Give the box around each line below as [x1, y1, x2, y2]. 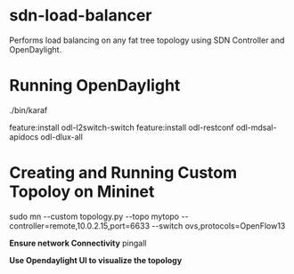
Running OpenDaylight [9, 76, 181, 96]
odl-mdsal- [235, 122, 277, 133]
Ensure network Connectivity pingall [9, 238, 147, 248]
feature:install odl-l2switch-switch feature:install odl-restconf [9, 122, 234, 133]
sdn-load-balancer [9, 5, 152, 26]
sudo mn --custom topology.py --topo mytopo [9, 211, 180, 222]
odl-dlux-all [40, 131, 83, 142]
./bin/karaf [9, 104, 48, 116]
